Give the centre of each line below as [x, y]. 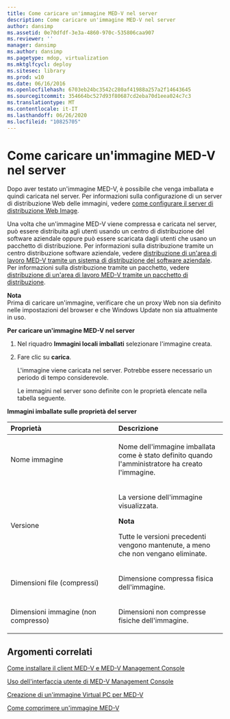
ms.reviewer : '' [30, 39]
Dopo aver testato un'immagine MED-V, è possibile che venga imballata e [111, 189]
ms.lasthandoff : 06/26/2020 [47, 115]
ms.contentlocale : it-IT [42, 109]
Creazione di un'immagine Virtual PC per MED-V [75, 695]
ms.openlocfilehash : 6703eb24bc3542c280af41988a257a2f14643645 [99, 90]
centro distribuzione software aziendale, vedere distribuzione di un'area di [112, 253]
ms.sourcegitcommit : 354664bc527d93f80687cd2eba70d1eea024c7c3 [99, 97]
